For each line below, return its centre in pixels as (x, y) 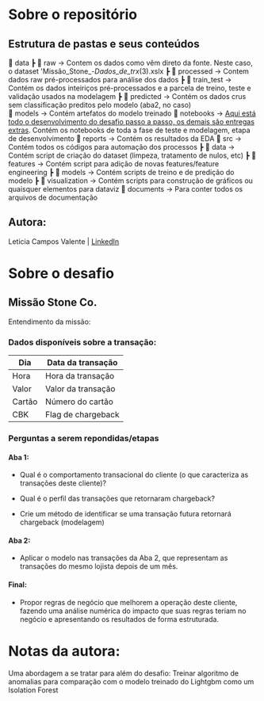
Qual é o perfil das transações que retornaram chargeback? (117, 499)
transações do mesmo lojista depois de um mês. (99, 566)
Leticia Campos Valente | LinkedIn (64, 241)
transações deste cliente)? (63, 483)
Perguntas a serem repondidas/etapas (84, 439)
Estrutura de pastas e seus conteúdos (104, 44)
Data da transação (82, 363)
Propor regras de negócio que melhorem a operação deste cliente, (128, 602)
